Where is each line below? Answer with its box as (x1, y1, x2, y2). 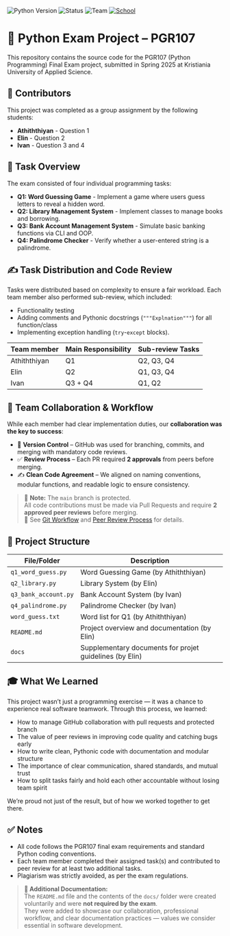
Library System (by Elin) (80, 578, 158, 588)
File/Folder (24, 556, 60, 565)
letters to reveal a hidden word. (16, 200, 105, 208)
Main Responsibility (65, 344, 131, 354)
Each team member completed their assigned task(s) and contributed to (16, 856, 220, 865)
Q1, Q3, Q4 (138, 367, 175, 377)
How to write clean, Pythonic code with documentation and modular (16, 747, 209, 755)
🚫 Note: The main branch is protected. (23, 494, 131, 502)
